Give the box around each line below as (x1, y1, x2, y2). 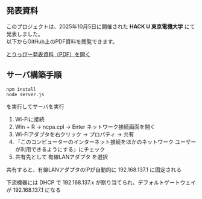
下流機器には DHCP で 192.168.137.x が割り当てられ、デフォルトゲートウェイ (6, 179, 197, 186)
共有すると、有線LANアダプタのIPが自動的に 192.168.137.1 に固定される (6, 166, 182, 173)
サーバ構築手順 (6, 70, 62, 80)
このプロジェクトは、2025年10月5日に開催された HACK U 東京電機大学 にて (6, 23, 195, 30)
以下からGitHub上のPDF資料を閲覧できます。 (6, 38, 118, 45)
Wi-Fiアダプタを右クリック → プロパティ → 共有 (14, 130, 134, 138)
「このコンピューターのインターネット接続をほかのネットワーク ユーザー (14, 138, 197, 145)
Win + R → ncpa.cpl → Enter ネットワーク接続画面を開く (14, 123, 156, 130)
